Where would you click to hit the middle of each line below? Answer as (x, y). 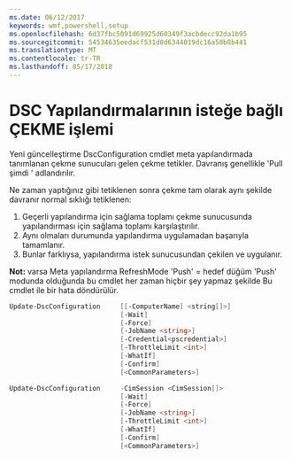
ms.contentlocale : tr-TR (55, 58)
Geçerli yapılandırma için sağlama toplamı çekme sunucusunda (137, 216)
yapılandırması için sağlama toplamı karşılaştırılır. (111, 226)
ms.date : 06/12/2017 (47, 17)
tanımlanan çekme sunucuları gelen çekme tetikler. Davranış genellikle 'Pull (146, 163)
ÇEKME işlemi (61, 130)
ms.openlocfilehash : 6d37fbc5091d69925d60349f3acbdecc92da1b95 (128, 34)
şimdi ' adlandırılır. (42, 173)
